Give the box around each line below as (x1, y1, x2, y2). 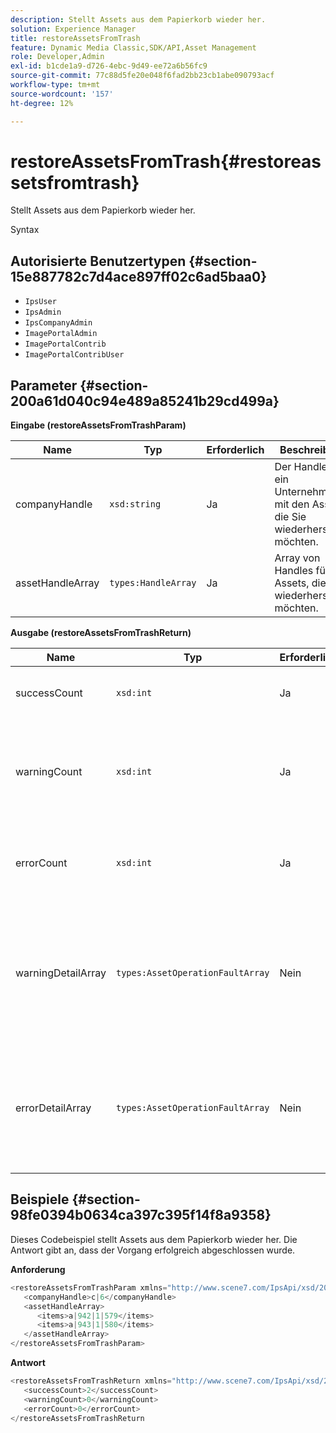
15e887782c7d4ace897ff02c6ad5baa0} (10, 268, 268, 285)
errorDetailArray (15, 1101, 92, 1115)
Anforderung (10, 1263, 66, 1275)
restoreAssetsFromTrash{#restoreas (10, 150, 322, 173)
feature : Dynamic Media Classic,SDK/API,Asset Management (10, 42, 257, 53)
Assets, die (274, 576, 327, 590)
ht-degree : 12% (10, 98, 74, 108)
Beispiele (10, 1191, 70, 1208)
